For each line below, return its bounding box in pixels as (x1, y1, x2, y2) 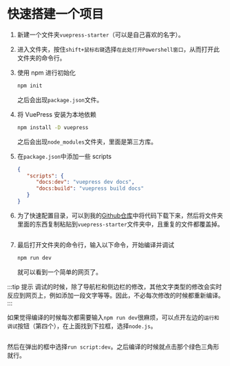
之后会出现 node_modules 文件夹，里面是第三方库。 (17, 137, 157, 146)
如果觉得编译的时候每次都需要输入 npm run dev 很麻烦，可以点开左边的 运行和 (7, 313, 220, 321)
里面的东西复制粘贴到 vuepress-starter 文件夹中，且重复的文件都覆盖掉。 (17, 220, 224, 228)
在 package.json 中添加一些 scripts (17, 152, 112, 160)
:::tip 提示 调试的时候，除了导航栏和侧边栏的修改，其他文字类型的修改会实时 (7, 282, 222, 291)
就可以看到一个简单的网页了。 (17, 267, 102, 276)
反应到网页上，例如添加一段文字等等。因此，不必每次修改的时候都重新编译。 (7, 291, 224, 299)
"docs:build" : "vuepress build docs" (35, 185, 145, 192)
